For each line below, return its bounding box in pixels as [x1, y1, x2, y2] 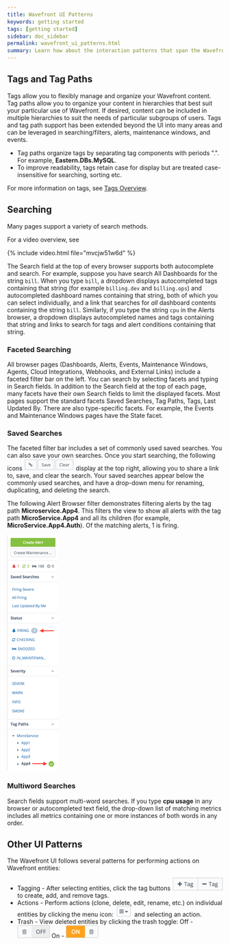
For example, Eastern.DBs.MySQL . [16, 156, 117, 164]
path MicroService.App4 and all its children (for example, [7, 514, 171, 522]
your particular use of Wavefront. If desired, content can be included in [7, 106, 207, 115]
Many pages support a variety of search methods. [7, 222, 149, 230]
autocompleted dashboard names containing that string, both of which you [7, 291, 218, 299]
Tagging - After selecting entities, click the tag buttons [16, 884, 171, 892]
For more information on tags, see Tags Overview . [7, 184, 149, 192]
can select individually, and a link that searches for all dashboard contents [7, 299, 216, 307]
